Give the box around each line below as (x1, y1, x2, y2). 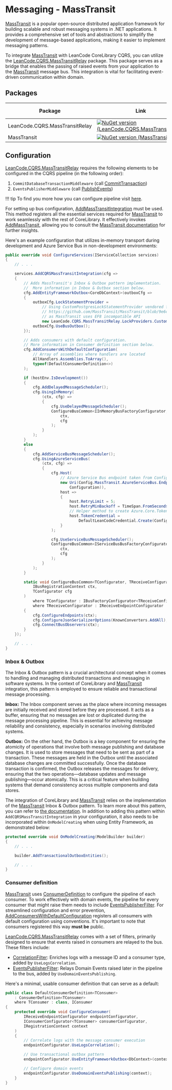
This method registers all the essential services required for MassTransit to (5, 211, 163, 217)
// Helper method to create (69, 508, 130, 514)
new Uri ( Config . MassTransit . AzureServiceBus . (60, 480, 159, 485)
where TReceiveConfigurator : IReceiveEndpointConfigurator (32, 603, 164, 608)
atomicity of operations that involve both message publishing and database (5, 744, 164, 750)
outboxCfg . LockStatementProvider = (32, 300, 109, 305)
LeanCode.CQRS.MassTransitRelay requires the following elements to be (5, 165, 159, 171)
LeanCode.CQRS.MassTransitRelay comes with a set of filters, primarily (5, 933, 156, 939)
